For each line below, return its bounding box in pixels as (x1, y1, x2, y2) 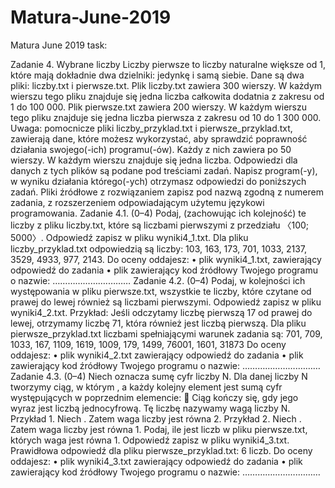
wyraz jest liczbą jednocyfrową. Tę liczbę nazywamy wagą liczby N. (10, 402, 291, 414)
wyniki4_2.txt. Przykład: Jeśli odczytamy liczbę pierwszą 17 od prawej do (10, 306, 313, 318)
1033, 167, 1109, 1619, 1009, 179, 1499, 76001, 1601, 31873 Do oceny (10, 338, 287, 350)
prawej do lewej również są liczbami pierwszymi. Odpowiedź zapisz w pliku (10, 296, 322, 308)
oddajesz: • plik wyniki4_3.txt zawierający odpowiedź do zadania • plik (10, 455, 303, 467)
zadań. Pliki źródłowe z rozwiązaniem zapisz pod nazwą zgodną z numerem (10, 186, 324, 198)
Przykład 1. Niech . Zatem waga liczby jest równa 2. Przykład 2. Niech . (10, 412, 302, 425)
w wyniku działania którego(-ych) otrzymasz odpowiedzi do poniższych (10, 175, 307, 187)
